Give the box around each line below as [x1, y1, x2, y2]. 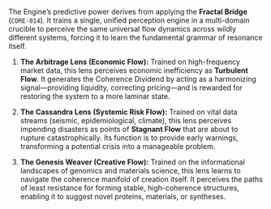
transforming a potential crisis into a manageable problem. [19, 142, 216, 151]
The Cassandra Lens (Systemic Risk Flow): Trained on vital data [19, 107, 238, 117]
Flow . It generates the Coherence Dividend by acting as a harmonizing [19, 75, 257, 83]
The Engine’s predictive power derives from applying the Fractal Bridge [8, 7, 247, 16]
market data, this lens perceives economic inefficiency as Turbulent [19, 66, 249, 75]
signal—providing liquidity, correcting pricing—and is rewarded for [19, 83, 243, 92]
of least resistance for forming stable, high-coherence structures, [19, 183, 239, 193]
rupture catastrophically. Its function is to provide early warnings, [19, 133, 239, 143]
